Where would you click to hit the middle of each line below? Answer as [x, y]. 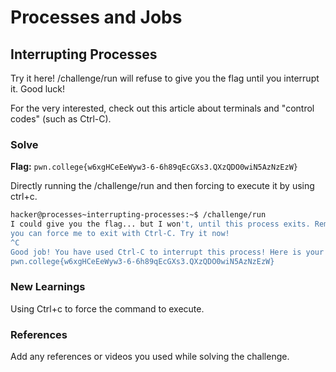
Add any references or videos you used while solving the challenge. [150, 357]
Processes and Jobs [96, 17]
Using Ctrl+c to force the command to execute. [107, 308]
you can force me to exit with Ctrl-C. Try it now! [120, 234]
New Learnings [48, 287]
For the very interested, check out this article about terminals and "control [162, 108]
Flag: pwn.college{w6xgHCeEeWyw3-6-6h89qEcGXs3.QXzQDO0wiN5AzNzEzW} [154, 167]
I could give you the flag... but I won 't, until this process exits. [160, 224]
